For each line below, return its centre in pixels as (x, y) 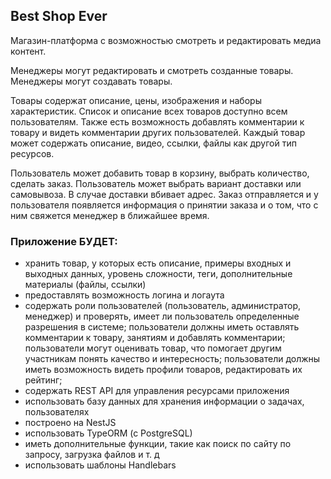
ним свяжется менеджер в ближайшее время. (110, 215)
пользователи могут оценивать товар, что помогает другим (153, 348)
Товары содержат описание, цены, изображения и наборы (136, 100)
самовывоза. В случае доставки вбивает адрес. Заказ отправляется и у (164, 194)
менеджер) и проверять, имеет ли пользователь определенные (162, 316)
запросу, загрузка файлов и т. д (92, 455)
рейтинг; (43, 380)
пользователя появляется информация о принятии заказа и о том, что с (164, 205)
